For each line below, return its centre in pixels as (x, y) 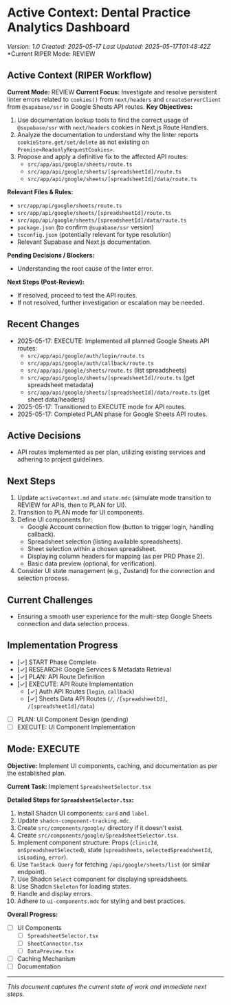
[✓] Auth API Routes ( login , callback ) (81, 691)
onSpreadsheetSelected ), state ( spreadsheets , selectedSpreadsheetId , (115, 849)
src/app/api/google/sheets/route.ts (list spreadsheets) (107, 370)
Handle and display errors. (55, 893)
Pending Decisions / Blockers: (51, 255)
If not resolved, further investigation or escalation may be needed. (111, 302)
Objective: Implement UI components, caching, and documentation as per (112, 765)
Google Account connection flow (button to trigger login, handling (121, 527)
